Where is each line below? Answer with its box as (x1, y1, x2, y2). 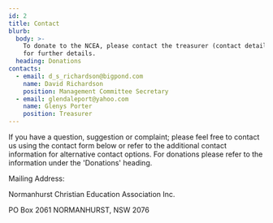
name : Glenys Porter (23, 102, 93, 110)
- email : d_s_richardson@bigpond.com (15, 72, 144, 80)
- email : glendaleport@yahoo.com (15, 95, 129, 103)
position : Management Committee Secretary (23, 87, 169, 96)
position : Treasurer (23, 110, 93, 118)
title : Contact (8, 19, 60, 28)
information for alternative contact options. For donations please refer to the (8, 149, 263, 159)
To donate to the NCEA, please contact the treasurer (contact (23, 42, 242, 50)
